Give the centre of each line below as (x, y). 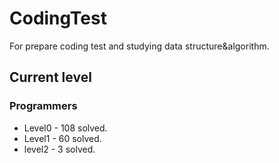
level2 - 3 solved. (59, 149)
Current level (50, 77)
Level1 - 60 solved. (62, 138)
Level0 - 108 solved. (65, 128)
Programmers (43, 106)
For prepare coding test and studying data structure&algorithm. (139, 46)
